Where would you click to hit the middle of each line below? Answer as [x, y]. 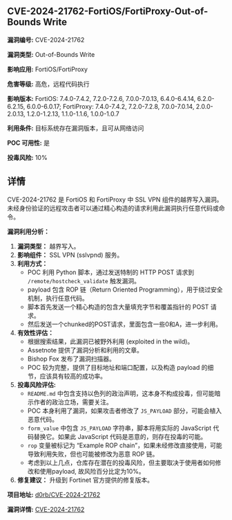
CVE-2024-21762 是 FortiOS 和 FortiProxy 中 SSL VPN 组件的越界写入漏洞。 [115, 199]
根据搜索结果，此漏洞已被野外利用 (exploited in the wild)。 [110, 341]
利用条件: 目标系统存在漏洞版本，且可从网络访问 [76, 128]
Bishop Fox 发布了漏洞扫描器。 [71, 359]
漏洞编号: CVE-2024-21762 [46, 39]
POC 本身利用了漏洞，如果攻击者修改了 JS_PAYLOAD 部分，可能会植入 [125, 411]
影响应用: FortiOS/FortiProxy [48, 69]
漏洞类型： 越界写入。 [48, 246]
